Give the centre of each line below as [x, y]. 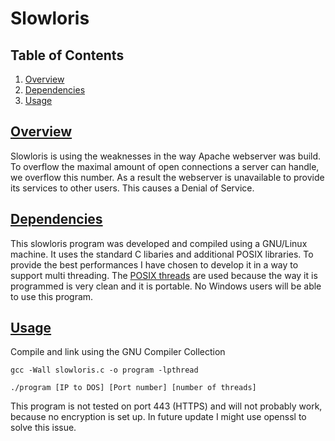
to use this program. [52, 296]
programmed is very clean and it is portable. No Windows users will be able [166, 286]
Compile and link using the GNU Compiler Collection [118, 352]
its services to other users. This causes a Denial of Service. [132, 188]
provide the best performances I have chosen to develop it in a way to [154, 264]
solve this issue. [43, 428]
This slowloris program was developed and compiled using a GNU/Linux [159, 243]
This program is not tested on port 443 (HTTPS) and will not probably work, [166, 406]
